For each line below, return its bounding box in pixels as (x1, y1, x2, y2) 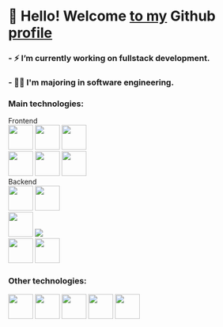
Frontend (8, 116, 38, 126)
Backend (8, 177, 37, 187)
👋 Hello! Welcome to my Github (8, 7, 216, 25)
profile (8, 24, 53, 42)
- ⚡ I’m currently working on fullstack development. (8, 53, 210, 64)
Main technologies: (8, 98, 85, 109)
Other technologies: (8, 276, 87, 287)
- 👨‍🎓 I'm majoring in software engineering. (8, 77, 174, 88)
